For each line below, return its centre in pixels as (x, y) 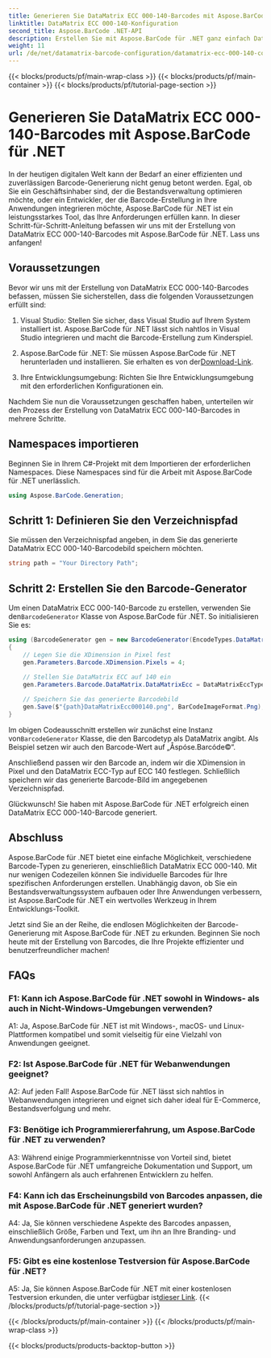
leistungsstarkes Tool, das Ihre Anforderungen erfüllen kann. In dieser (124, 217)
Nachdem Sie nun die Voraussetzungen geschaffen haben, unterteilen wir (131, 401)
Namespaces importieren (74, 444)
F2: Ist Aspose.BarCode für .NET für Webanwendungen (119, 1064)
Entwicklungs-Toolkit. (44, 909)
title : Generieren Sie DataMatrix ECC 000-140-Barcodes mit (112, 16)
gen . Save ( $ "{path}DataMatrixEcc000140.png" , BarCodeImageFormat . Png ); (144, 707)
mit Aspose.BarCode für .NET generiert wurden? (106, 1205)
